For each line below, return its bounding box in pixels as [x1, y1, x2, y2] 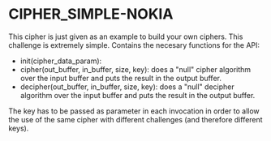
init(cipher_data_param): [19, 56, 102, 66]
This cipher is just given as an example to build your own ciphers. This [8, 32, 243, 41]
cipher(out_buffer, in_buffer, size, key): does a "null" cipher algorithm [19, 64, 252, 74]
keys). [8, 123, 29, 133]
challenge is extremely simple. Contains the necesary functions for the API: [8, 40, 260, 49]
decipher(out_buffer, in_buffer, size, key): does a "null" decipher [19, 82, 234, 92]
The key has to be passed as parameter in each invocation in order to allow [8, 106, 260, 116]
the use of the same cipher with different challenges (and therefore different [8, 114, 263, 124]
